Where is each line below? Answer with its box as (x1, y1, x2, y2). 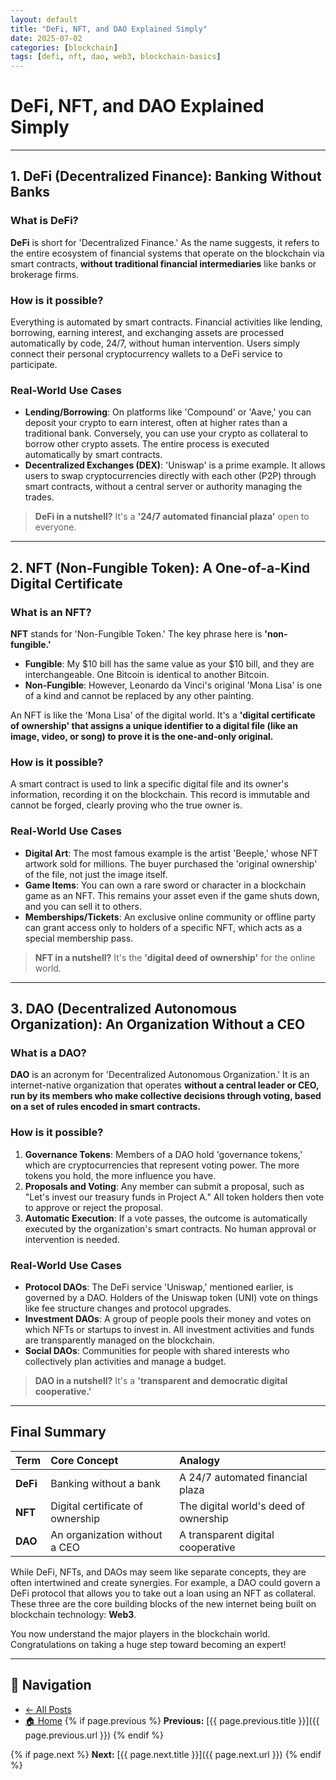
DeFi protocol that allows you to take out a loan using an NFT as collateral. (10, 1587, 317, 1599)
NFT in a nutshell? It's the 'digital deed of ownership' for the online (34, 951, 316, 963)
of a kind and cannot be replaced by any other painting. (24, 690, 254, 702)
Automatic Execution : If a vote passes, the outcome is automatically (24, 1212, 308, 1224)
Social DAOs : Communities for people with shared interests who (24, 1344, 290, 1356)
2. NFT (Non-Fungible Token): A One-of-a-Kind (10, 559, 311, 576)
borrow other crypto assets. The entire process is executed (24, 438, 270, 450)
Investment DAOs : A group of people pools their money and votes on (24, 1312, 312, 1325)
